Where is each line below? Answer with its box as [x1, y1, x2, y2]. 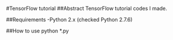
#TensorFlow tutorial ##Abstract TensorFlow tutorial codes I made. [6, 5, 168, 12]
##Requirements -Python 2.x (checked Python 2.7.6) [6, 16, 133, 23]
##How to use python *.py [6, 27, 69, 34]
